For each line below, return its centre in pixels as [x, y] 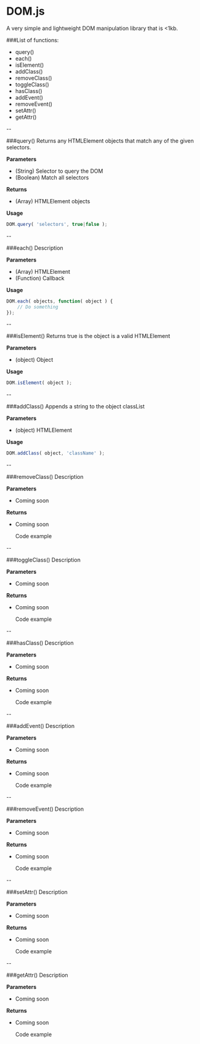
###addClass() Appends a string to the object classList [76, 407]
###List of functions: [33, 40]
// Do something [38, 307]
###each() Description [35, 248]
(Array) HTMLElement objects [52, 201]
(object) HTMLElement [44, 430]
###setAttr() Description [37, 892]
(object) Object [34, 360]
